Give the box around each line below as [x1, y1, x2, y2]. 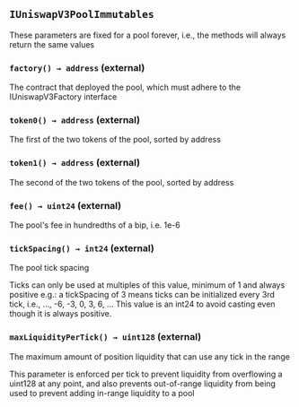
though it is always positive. [9, 308, 112, 319]
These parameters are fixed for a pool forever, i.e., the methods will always [9, 30, 286, 40]
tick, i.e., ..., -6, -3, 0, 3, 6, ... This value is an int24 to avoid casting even [9, 299, 276, 309]
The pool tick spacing [9, 263, 90, 273]
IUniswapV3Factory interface [9, 91, 118, 102]
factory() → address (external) [9, 61, 145, 74]
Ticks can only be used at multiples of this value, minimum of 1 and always [9, 280, 286, 290]
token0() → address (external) [9, 114, 141, 126]
